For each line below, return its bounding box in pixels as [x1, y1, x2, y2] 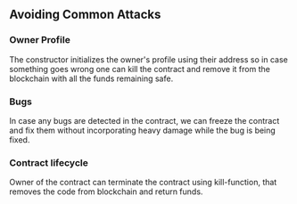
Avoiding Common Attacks [9, 7, 161, 22]
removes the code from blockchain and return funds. [9, 186, 203, 197]
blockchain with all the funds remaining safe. [9, 73, 174, 84]
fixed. [9, 134, 30, 145]
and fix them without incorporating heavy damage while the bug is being [9, 125, 276, 135]
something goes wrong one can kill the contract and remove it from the [9, 63, 270, 74]
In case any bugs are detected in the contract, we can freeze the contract [9, 115, 280, 126]
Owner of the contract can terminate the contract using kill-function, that [9, 177, 277, 188]
